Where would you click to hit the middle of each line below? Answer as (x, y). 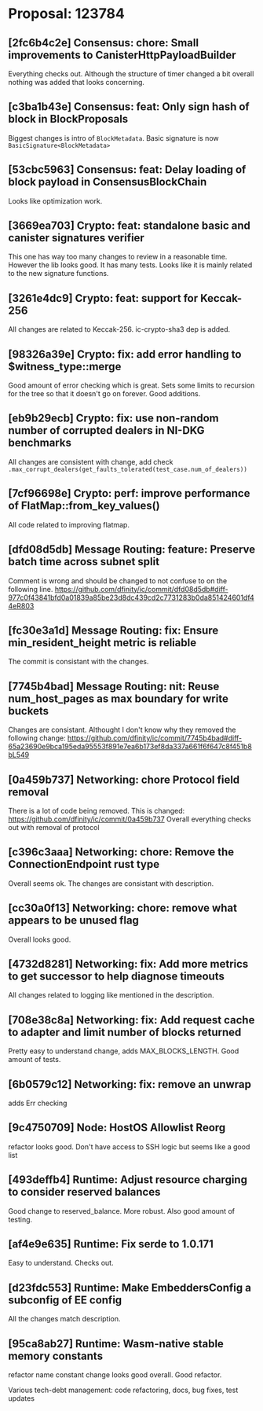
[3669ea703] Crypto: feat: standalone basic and (130, 226)
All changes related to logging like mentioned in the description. (111, 995)
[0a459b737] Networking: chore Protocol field (124, 779)
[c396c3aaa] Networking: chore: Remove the (121, 852)
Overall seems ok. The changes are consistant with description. (111, 883)
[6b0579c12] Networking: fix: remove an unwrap (130, 1084)
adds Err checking (38, 1103)
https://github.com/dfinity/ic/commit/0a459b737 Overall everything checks (130, 819)
